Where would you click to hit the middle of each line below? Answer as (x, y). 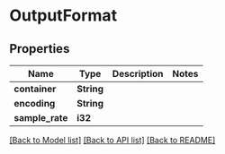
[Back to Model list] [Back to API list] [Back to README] (112, 140)
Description (138, 74)
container (35, 89)
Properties (40, 49)
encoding (35, 103)
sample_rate (41, 118)
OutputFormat (63, 16)
